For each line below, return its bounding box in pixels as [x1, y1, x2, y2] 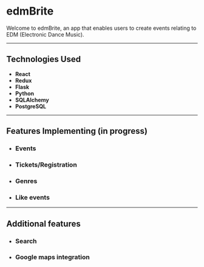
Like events [15, 193, 50, 201]
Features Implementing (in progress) [6, 126, 148, 136]
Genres [15, 176, 38, 185]
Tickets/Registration [15, 160, 77, 168]
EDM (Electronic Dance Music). [6, 30, 84, 38]
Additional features [6, 218, 81, 229]
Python [15, 89, 35, 97]
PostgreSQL [15, 102, 47, 110]
